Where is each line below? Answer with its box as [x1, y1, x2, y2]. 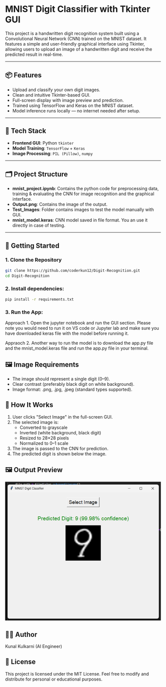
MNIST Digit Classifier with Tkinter [5, 3, 151, 15]
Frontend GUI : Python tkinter [12, 140, 74, 146]
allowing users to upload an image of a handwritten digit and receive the [5, 46, 152, 52]
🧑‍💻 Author [5, 630, 38, 638]
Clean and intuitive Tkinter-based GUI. [12, 92, 90, 98]
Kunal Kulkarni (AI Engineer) [5, 643, 63, 649]
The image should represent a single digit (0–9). [12, 376, 110, 382]
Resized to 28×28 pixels [19, 435, 69, 441]
